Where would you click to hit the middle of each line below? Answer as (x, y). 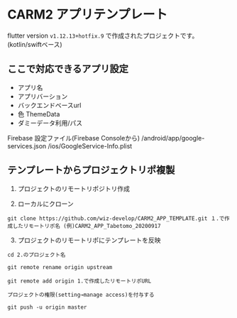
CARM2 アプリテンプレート (88, 15)
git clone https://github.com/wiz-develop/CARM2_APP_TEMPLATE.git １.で (116, 218)
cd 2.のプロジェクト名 (37, 255)
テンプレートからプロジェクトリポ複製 (91, 170)
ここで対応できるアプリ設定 (68, 69)
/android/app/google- (173, 138)
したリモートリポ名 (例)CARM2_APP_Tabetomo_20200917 (87, 226)
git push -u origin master (47, 307)
